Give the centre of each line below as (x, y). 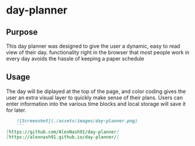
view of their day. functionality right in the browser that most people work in (98, 52)
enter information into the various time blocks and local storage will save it (96, 104)
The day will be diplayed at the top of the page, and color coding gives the (96, 91)
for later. (16, 110)
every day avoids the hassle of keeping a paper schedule (75, 59)
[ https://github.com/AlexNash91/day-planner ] (63, 132)
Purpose (22, 32)
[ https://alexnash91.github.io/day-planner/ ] (63, 137)
